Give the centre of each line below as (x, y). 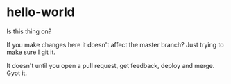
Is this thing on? (29, 31)
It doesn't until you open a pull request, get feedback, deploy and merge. (111, 65)
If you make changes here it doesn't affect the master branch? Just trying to (115, 44)
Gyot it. (17, 73)
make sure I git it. (31, 52)
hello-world (41, 12)
